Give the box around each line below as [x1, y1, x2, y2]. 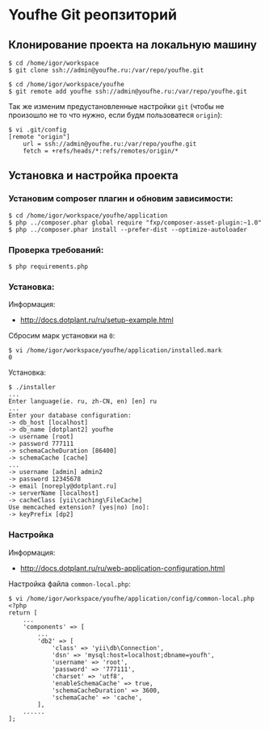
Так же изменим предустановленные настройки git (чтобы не [8, 102, 225, 111]
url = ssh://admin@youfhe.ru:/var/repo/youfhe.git [23, 140, 197, 148]
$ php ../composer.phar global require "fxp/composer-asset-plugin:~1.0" [8, 218, 263, 227]
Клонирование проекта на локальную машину [8, 38, 257, 52]
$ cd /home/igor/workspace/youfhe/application [8, 212, 168, 220]
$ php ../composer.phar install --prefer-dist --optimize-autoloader [8, 225, 248, 233]
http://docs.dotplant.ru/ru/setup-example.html [19, 315, 174, 325]
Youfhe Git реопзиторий [8, 6, 178, 24]
